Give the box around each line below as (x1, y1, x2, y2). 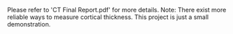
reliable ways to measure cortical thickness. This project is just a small (7, 13, 209, 21)
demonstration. (7, 20, 51, 28)
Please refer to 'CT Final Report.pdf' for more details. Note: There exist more (7, 6, 227, 14)
